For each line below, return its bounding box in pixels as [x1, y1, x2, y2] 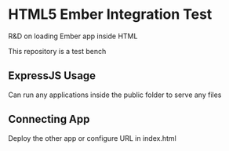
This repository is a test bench [8, 46, 107, 56]
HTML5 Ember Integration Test [8, 5, 213, 23]
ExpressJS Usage [8, 69, 96, 83]
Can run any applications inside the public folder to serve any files [8, 90, 222, 99]
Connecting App [8, 113, 90, 126]
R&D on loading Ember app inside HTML [8, 31, 138, 41]
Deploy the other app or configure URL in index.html [8, 133, 176, 142]
